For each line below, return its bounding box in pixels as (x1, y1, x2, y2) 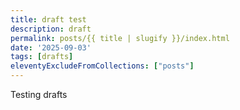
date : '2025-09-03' (10, 42, 92, 53)
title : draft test (10, 14, 87, 25)
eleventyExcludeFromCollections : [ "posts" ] (10, 61, 195, 71)
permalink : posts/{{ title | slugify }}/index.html (10, 33, 230, 43)
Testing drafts (10, 89, 68, 100)
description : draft (10, 24, 92, 34)
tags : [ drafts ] (10, 52, 74, 62)
